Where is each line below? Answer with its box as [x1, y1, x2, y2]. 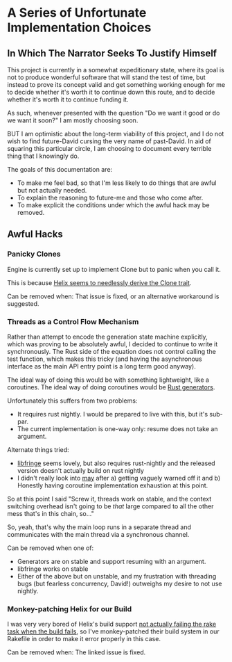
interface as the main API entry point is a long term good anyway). [7, 362, 196, 370]
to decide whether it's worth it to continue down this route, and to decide [7, 88, 215, 96]
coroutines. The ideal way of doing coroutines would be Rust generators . [7, 382, 215, 391]
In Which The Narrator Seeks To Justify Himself [7, 47, 217, 59]
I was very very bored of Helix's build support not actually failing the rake [7, 620, 217, 629]
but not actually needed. [17, 186, 87, 194]
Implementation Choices [7, 19, 152, 35]
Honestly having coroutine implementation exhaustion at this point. [17, 481, 208, 490]
